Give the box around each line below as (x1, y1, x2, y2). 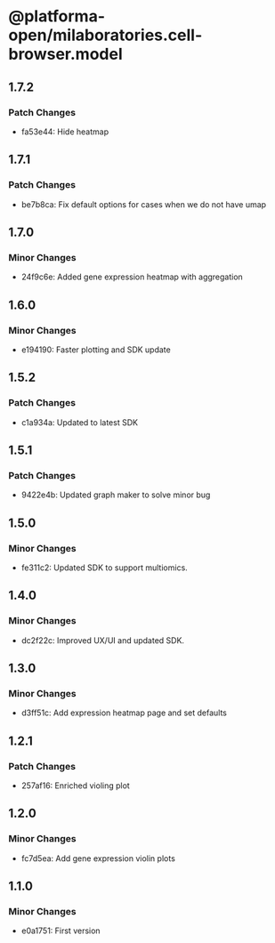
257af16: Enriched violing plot (20, 780, 130, 791)
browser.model (8, 44, 123, 64)
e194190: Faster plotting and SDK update (20, 344, 171, 355)
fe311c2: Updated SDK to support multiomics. (20, 562, 188, 573)
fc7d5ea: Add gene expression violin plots (20, 852, 175, 864)
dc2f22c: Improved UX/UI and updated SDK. (20, 634, 184, 646)
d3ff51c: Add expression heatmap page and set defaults (20, 707, 228, 718)
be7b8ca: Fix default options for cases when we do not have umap (20, 198, 267, 210)
